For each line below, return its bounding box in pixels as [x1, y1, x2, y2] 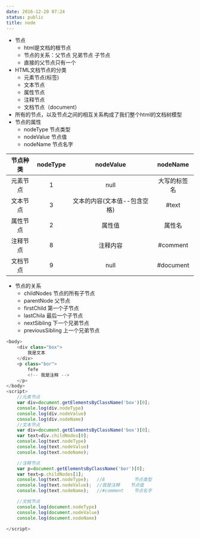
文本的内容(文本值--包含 [72, 197, 143, 205]
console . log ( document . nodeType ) [17, 504, 97, 510]
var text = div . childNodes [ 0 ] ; [17, 433, 89, 439]
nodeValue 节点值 [23, 133, 67, 140]
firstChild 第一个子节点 [23, 304, 79, 312]
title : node [6, 20, 36, 26]
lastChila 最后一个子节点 [23, 312, 83, 319]
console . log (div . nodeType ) [17, 405, 84, 411]
